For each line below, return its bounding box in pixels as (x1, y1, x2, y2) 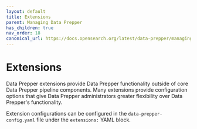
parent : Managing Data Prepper (6, 19, 83, 25)
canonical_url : (6, 36, 43, 41)
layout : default (6, 8, 46, 15)
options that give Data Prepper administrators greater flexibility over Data (6, 92, 183, 99)
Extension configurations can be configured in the (6, 110, 127, 117)
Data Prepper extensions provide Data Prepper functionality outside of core (6, 80, 189, 87)
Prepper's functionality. (6, 99, 63, 106)
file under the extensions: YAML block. (36, 116, 131, 123)
